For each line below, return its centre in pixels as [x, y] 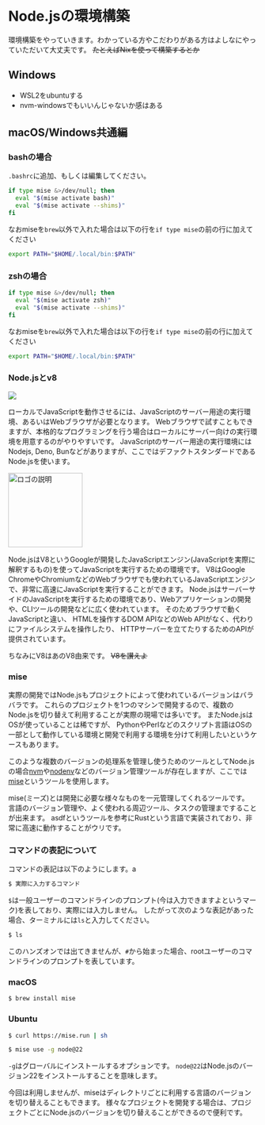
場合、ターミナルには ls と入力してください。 [81, 920]
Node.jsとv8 [33, 378]
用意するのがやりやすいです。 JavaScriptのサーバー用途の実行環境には [137, 441]
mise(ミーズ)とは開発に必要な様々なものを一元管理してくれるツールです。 [129, 798]
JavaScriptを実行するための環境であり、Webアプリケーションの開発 [140, 599]
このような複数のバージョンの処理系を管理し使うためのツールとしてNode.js [131, 762]
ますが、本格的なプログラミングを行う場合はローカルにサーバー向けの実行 [129, 431]
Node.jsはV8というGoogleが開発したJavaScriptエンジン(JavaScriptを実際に [132, 559]
